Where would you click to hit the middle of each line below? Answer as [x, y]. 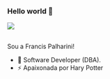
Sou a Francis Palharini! [41, 46]
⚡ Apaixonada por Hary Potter [60, 67]
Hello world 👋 [30, 11]
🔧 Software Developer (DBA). [59, 59]
